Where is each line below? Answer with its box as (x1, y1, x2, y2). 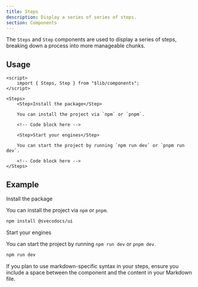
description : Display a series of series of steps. (6, 14, 137, 20)
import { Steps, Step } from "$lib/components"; (17, 81, 140, 87)
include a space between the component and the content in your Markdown (6, 269, 192, 276)
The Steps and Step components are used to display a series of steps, (6, 36, 177, 43)
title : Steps (6, 8, 39, 15)
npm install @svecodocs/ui (6, 218, 73, 224)
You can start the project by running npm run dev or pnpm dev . (6, 240, 156, 247)
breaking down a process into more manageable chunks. (6, 42, 146, 49)
